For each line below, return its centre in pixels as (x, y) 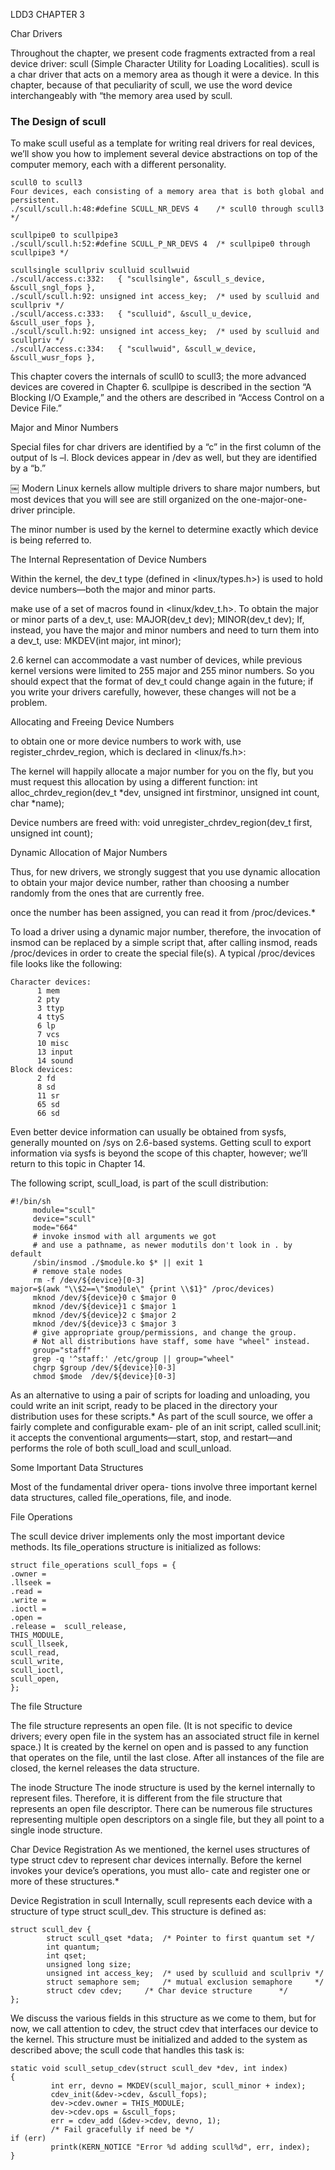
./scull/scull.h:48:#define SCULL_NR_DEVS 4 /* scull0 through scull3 (167, 209)
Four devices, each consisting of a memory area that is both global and (167, 192)
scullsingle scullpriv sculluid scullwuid (100, 270)
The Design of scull (58, 121)
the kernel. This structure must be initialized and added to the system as (159, 2040)
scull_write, (37, 1662)
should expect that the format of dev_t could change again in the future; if (162, 681)
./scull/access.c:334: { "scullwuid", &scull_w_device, (133, 349)
